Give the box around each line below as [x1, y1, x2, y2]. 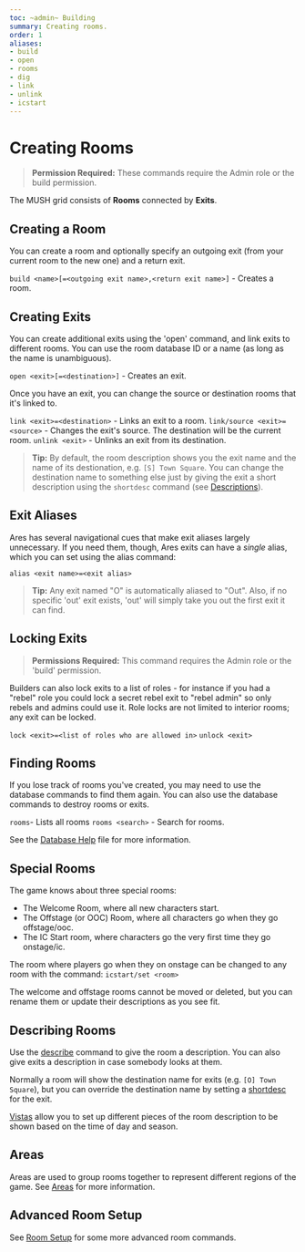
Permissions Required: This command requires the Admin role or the [31, 655, 292, 666]
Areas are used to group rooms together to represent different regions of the [9, 1171, 297, 1182]
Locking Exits [9, 631, 88, 647]
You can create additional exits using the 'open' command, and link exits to [9, 333, 290, 344]
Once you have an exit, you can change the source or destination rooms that [9, 388, 297, 398]
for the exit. [9, 1093, 53, 1104]
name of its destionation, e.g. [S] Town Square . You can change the [31, 461, 284, 472]
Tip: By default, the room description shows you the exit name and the [31, 452, 297, 463]
